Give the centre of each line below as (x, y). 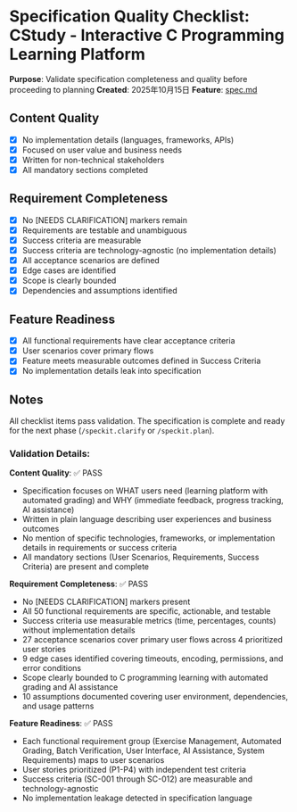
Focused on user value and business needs (102, 150)
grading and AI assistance (70, 687)
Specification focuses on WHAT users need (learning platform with (145, 491)
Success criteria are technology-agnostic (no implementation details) (149, 250)
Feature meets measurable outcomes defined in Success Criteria (141, 361)
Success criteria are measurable (82, 240)
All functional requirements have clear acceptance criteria (128, 341)
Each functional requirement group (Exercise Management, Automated (152, 742)
